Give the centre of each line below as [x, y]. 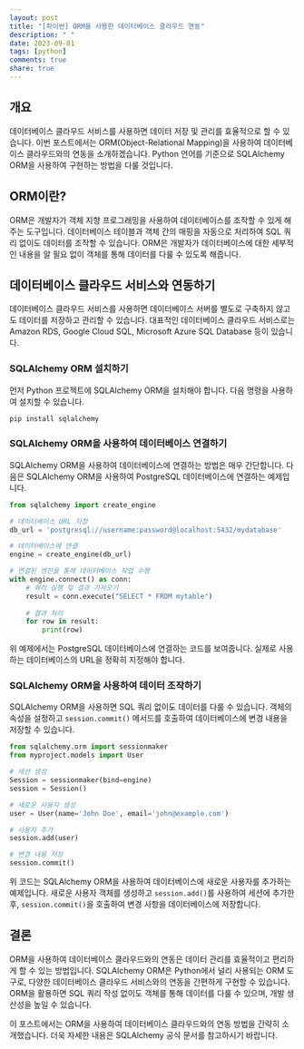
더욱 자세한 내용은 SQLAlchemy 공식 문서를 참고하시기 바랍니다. [164, 1034]
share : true [32, 69]
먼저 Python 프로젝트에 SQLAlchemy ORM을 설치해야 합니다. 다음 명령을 [139, 390]
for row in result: [63, 622]
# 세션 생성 [28, 772]
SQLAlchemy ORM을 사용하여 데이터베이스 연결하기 [118, 444]
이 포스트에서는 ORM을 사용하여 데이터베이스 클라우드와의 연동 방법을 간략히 [145, 1024]
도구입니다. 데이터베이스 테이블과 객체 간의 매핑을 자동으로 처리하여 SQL [154, 231]
